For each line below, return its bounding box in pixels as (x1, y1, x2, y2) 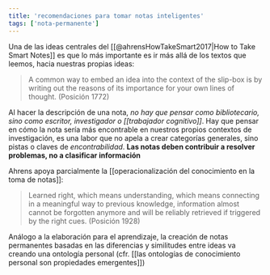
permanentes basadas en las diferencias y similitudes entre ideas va (8, 240, 236, 250)
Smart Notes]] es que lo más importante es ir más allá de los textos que (8, 50, 247, 60)
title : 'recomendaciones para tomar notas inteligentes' (8, 11, 205, 20)
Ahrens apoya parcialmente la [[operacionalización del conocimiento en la (8, 166, 255, 176)
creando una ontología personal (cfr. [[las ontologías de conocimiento (8, 248, 241, 259)
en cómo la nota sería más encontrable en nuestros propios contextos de (8, 125, 252, 134)
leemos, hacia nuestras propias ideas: (8, 58, 135, 69)
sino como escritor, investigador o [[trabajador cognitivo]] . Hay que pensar (8, 116, 259, 125)
